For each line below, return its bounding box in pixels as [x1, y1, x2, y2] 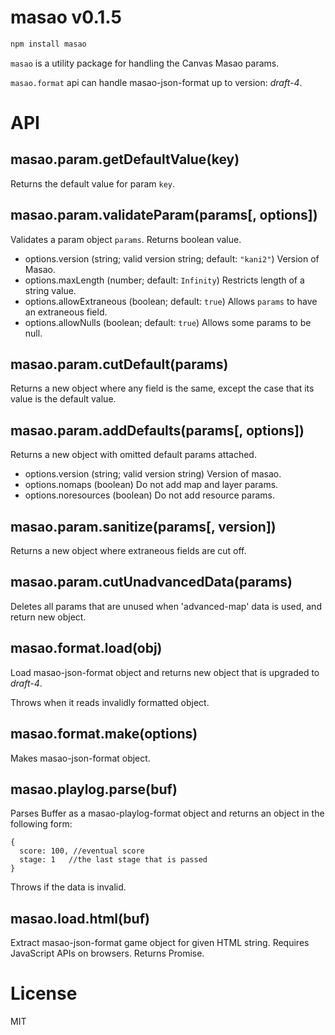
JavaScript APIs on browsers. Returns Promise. [10, 947, 205, 960]
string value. [24, 284, 77, 296]
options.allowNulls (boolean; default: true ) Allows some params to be [24, 316, 312, 328]
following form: [10, 818, 73, 830]
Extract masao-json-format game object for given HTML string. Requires [10, 937, 310, 949]
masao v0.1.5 [10, 6, 122, 29]
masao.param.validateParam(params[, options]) [10, 207, 318, 224]
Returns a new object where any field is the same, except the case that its [10, 382, 315, 395]
